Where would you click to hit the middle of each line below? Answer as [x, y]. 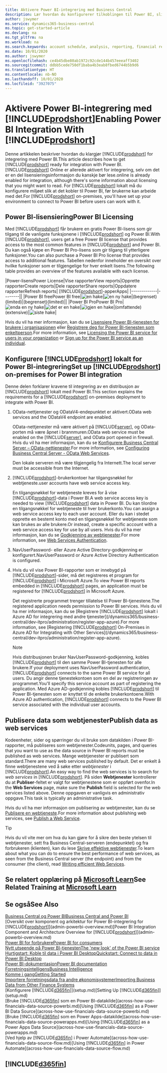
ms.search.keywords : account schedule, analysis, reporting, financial [81, 47]
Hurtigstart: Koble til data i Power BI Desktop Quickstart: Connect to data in [81, 953]
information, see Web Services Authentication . [60, 540]
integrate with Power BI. [30, 402]
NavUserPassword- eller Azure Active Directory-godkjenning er [78, 550]
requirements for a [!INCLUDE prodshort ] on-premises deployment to [75, 397]
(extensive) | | [31, 313]
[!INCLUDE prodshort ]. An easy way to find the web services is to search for [82, 772]
